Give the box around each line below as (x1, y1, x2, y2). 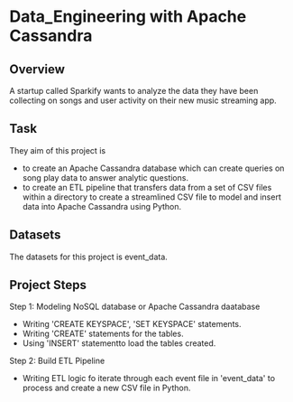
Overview (9, 61, 66, 77)
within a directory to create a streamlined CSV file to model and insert (22, 192, 281, 202)
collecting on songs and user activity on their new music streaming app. (9, 95, 277, 106)
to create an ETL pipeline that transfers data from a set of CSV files (22, 182, 272, 192)
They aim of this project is (9, 145, 106, 155)
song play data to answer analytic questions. (22, 172, 189, 182)
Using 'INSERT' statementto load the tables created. (22, 338, 216, 349)
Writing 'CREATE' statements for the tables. (22, 328, 184, 340)
